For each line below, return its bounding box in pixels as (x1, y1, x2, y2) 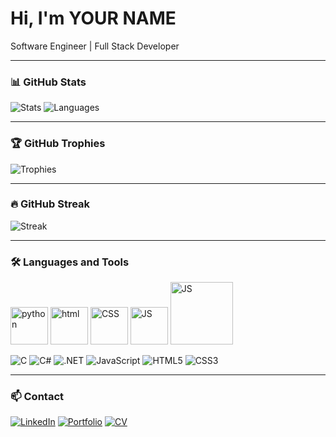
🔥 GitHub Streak (10, 197, 91, 211)
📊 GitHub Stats (10, 75, 87, 89)
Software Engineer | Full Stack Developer (10, 40, 180, 52)
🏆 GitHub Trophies (10, 137, 106, 151)
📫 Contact (10, 390, 64, 404)
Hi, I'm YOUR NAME (10, 7, 177, 30)
